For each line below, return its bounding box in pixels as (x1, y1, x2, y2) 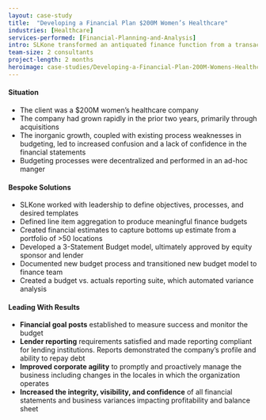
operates (19, 379, 50, 388)
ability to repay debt (19, 353, 85, 363)
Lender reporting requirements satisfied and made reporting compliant (19, 337, 253, 346)
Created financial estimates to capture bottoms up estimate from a (19, 225, 237, 235)
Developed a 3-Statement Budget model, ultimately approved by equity (19, 242, 253, 252)
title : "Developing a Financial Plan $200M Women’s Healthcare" (8, 19, 228, 27)
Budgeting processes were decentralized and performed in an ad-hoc (19, 155, 248, 165)
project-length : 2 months (8, 56, 93, 64)
